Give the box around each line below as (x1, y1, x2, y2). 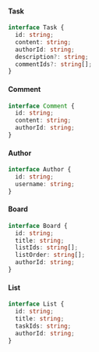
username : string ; (15, 180, 76, 188)
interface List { (8, 300, 65, 308)
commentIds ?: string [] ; (15, 60, 92, 68)
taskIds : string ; (15, 322, 72, 330)
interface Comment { (8, 102, 76, 110)
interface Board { (8, 222, 68, 229)
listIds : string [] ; (15, 244, 79, 251)
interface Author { (8, 166, 72, 174)
